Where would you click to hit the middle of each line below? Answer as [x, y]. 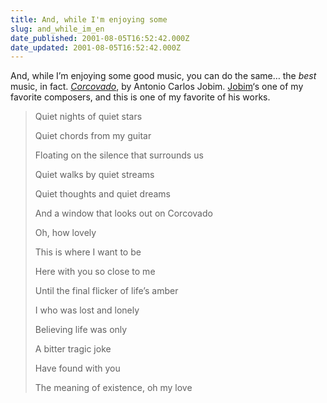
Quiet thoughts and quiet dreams [103, 194]
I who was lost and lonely [87, 310]
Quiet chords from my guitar [93, 136]
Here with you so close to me [95, 272]
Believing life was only [81, 330]
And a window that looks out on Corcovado [123, 213]
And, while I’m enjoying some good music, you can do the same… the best [163, 76]
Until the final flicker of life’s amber [106, 291]
